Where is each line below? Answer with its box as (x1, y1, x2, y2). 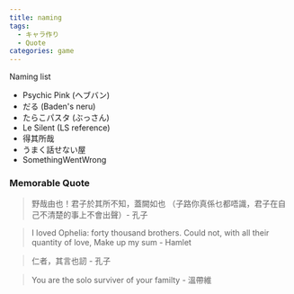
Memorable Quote (9, 177, 90, 190)
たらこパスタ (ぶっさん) (22, 112, 110, 123)
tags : (9, 22, 30, 31)
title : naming (9, 13, 63, 22)
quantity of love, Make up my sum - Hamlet (31, 237, 192, 248)
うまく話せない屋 (22, 145, 86, 156)
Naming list (9, 71, 51, 82)
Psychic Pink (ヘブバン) (22, 90, 111, 101)
